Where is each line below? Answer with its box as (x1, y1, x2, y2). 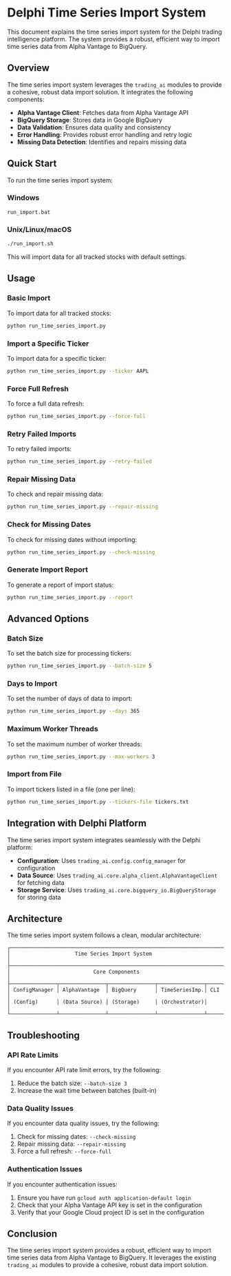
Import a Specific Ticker (7, 339, 89, 348)
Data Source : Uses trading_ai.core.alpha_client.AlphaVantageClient (16, 871, 218, 879)
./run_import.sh (7, 240, 54, 247)
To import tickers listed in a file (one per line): (7, 785, 135, 793)
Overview (7, 62, 50, 74)
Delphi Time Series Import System (7, 5, 206, 21)
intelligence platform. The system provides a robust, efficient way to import (7, 34, 220, 43)
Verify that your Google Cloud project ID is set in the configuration (16, 1208, 205, 1216)
